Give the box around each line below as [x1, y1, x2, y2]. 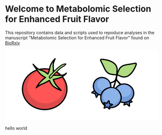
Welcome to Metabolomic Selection [5, 3, 151, 15]
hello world [5, 125, 28, 131]
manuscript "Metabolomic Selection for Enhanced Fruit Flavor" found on [5, 35, 149, 41]
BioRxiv [5, 40, 20, 45]
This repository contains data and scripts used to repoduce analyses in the [5, 30, 155, 35]
